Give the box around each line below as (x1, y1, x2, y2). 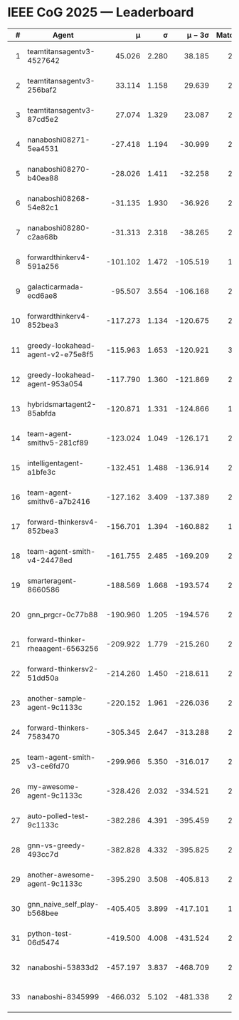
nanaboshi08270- (27, 164, 90, 174)
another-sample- (27, 693, 87, 703)
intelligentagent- (27, 458, 84, 468)
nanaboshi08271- (27, 135, 90, 145)
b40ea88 (27, 172, 59, 182)
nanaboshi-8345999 (27, 991, 100, 1001)
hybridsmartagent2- (27, 399, 97, 409)
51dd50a (27, 673, 59, 683)
